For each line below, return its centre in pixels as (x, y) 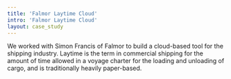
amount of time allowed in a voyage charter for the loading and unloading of (116, 61)
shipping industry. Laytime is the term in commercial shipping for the (105, 53)
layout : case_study (35, 26)
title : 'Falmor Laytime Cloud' (52, 14)
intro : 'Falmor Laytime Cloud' (52, 20)
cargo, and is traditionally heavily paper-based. (75, 68)
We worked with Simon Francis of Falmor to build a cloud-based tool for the (115, 46)
